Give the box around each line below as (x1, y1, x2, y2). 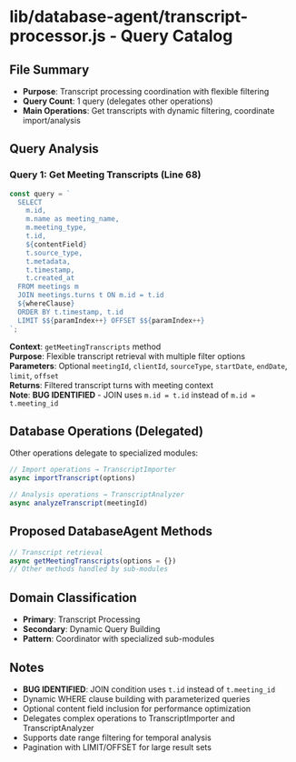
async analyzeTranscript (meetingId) (9, 498, 148, 507)
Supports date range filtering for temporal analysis (22, 732, 212, 743)
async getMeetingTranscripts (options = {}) (9, 556, 177, 566)
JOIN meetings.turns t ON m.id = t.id (17, 291, 165, 300)
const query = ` (9, 189, 71, 198)
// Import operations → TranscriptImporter (9, 466, 177, 475)
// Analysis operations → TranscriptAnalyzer (9, 490, 184, 499)
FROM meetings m (17, 282, 79, 292)
